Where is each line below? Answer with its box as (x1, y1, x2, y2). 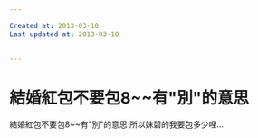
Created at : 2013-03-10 (9, 21, 100, 30)
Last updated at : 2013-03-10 (9, 29, 119, 39)
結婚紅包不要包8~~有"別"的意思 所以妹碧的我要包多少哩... (9, 119, 225, 130)
